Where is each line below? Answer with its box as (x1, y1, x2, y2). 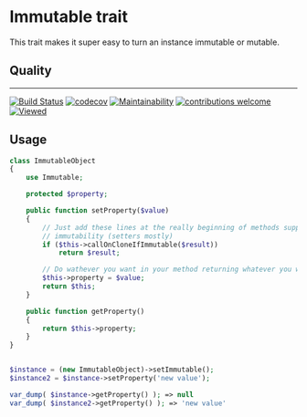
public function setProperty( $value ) (26, 206, 170, 215)
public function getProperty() (26, 307, 145, 316)
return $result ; (58, 248, 121, 257)
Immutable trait (9, 6, 128, 27)
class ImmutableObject (9, 156, 96, 165)
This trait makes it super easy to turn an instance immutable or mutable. (9, 36, 281, 47)
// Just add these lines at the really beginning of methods (42, 223, 281, 232)
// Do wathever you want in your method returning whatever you (42, 265, 292, 275)
